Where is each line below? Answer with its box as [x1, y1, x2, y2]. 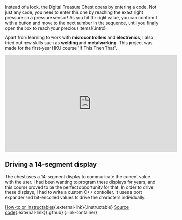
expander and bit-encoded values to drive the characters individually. [5, 194, 146, 200]
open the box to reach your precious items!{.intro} [5, 25, 106, 31]
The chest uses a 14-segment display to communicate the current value [5, 173, 151, 179]
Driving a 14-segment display [5, 160, 97, 169]
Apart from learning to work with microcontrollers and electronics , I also [5, 34, 154, 40]
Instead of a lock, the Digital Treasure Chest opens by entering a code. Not [5, 4, 156, 10]
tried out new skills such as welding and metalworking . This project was [5, 40, 153, 46]
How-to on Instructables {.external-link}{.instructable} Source [5, 204, 129, 210]
